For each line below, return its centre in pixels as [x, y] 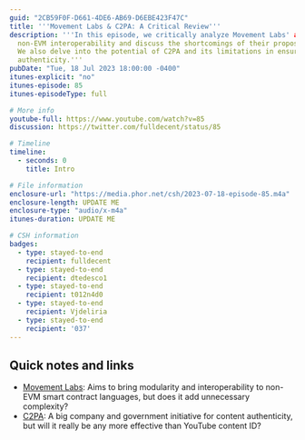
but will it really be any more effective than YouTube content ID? [142, 426]
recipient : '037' [59, 328]
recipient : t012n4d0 [64, 295]
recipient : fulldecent [69, 261]
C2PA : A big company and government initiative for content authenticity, [157, 416]
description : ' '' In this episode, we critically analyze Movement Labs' [150, 35]
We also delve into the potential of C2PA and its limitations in [146, 52]
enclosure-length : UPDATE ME [64, 202]
